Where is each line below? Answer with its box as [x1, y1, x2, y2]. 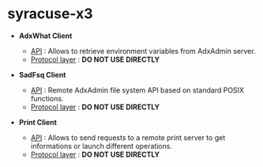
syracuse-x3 [7, 5, 93, 23]
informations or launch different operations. [30, 141, 173, 150]
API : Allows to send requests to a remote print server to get [30, 132, 226, 142]
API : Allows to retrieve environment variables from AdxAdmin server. [30, 46, 256, 55]
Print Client [18, 117, 57, 127]
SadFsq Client [18, 70, 66, 79]
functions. [30, 93, 64, 103]
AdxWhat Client [18, 31, 73, 40]
